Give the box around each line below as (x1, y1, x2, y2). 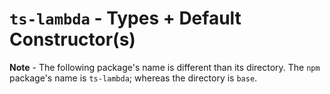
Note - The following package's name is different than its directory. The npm (9, 61, 321, 73)
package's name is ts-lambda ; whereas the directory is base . (9, 72, 258, 84)
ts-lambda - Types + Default (9, 7, 242, 30)
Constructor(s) (9, 28, 136, 51)
